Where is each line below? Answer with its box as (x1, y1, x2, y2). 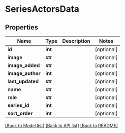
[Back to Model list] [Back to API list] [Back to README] (5, 123, 118, 129)
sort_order (7, 110, 33, 117)
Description (62, 38, 91, 44)
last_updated (7, 78, 39, 85)
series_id (7, 102, 30, 109)
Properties (5, 23, 38, 32)
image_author (7, 70, 41, 77)
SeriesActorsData (5, 3, 80, 15)
